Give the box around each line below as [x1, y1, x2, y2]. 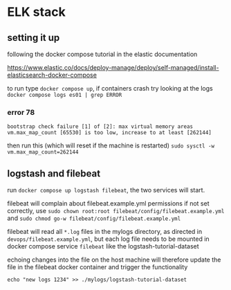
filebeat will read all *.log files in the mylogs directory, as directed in [7, 228, 203, 236]
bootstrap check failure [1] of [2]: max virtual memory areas [7, 123, 194, 130]
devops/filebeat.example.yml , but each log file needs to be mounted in [7, 235, 210, 243]
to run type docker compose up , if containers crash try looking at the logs [7, 84, 213, 92]
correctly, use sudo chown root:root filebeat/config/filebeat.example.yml [7, 207, 225, 215]
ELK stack [7, 4, 66, 20]
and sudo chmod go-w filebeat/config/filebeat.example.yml [7, 214, 181, 222]
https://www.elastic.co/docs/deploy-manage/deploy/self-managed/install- [7, 64, 219, 71]
